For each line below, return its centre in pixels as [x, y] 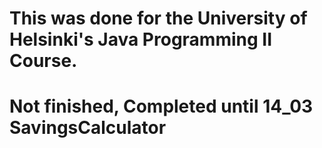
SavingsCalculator [88, 128]
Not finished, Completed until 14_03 [161, 106]
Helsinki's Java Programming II [141, 39]
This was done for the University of [158, 18]
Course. [43, 61]
